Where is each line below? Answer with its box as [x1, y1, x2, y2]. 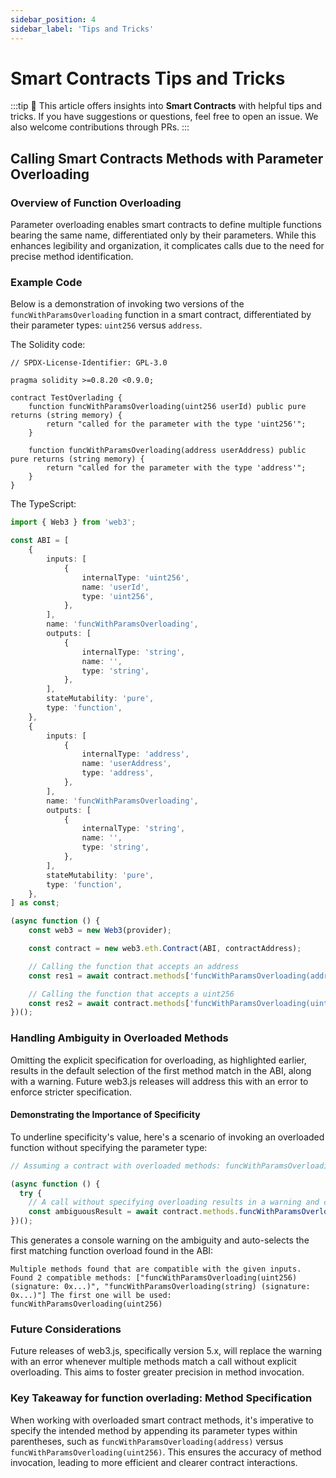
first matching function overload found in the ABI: [10, 1245, 214, 1257]
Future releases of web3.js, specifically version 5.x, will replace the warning [10, 1345, 322, 1357]
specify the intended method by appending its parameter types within [10, 1424, 298, 1436]
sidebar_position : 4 [10, 14, 97, 25]
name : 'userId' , [81, 582, 150, 592]
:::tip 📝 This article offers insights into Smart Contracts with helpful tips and [10, 100, 322, 112]
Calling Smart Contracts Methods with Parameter [10, 150, 324, 167]
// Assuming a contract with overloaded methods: [10, 1161, 222, 1171]
